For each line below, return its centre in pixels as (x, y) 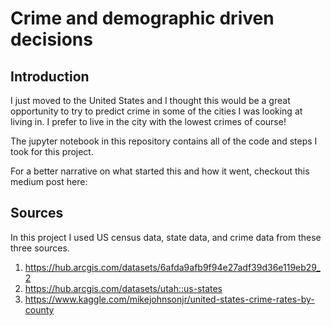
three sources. (40, 248)
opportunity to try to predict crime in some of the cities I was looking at (156, 111)
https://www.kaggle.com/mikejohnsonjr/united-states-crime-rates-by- (169, 299)
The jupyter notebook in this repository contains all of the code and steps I (164, 141)
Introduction (50, 76)
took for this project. (52, 151)
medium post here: (49, 181)
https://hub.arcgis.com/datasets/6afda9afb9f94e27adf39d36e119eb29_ (172, 267)
